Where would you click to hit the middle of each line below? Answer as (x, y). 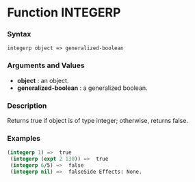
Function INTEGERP (64, 13)
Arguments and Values (46, 65)
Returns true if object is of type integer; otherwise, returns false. (97, 121)
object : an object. (43, 80)
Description (27, 106)
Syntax (19, 34)
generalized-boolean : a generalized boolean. (82, 88)
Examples (24, 138)
